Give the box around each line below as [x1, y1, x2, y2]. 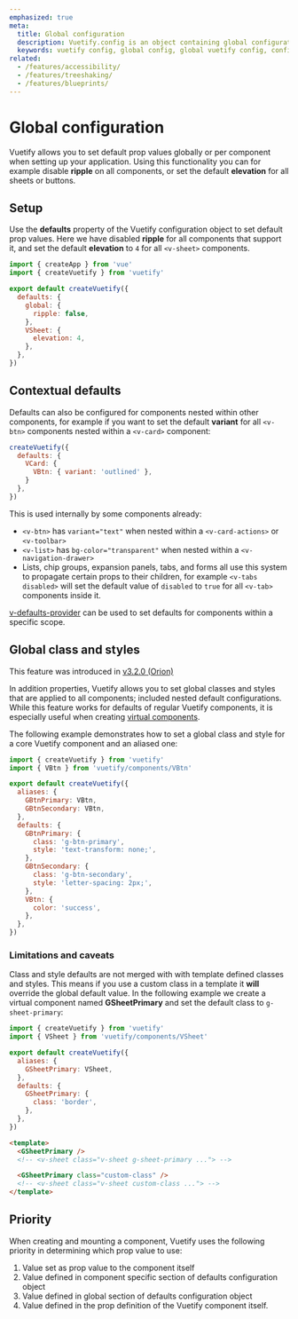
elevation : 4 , [32, 334, 86, 343]
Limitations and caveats [9, 949, 115, 961]
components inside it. [21, 589, 102, 600]
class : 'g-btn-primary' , [32, 837, 125, 846]
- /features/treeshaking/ [17, 71, 114, 80]
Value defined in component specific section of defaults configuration [21, 1271, 278, 1283]
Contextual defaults [9, 383, 122, 399]
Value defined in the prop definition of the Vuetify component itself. [21, 1299, 269, 1310]
